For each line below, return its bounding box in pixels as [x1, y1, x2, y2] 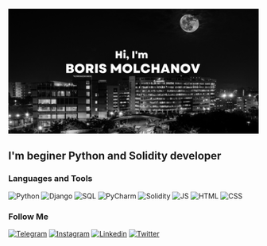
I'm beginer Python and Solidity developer [8, 149, 222, 163]
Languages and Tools [8, 173, 93, 184]
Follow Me [8, 211, 49, 222]
